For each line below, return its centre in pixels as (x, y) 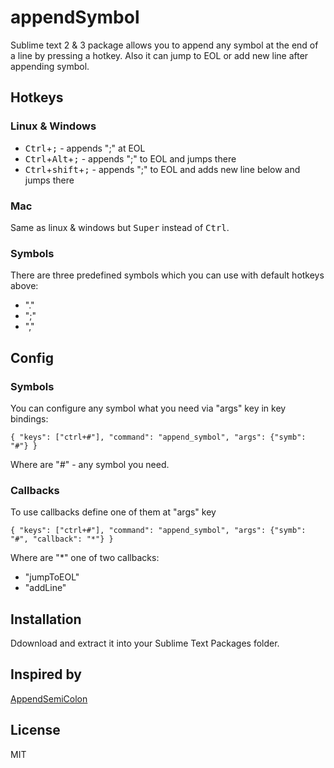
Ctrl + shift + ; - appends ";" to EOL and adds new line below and (162, 169)
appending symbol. (50, 66)
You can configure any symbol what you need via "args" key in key (148, 408)
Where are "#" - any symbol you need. (90, 464)
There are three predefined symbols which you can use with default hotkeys (167, 275)
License (35, 730)
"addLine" (45, 588)
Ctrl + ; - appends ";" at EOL (85, 148)
